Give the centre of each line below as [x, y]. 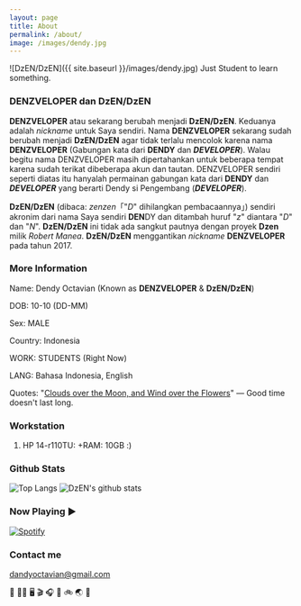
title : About [34, 26]
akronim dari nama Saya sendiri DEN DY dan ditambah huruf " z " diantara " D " [151, 216]
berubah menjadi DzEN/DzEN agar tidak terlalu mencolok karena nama [141, 140]
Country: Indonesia [45, 340]
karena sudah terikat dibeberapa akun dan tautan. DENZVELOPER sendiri [145, 168]
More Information [48, 268]
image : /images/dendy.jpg [58, 43]
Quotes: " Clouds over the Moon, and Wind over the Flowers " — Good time [147, 393]
